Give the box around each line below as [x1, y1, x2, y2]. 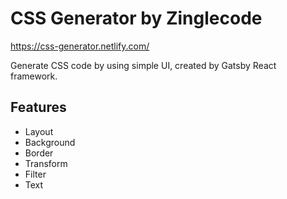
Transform [24, 157, 68, 169]
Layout [24, 125, 54, 137]
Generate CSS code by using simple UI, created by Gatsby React [10, 59, 277, 71]
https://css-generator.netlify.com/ [10, 40, 150, 52]
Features [10, 99, 67, 116]
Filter [24, 168, 47, 180]
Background [24, 136, 76, 148]
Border [24, 147, 54, 159]
